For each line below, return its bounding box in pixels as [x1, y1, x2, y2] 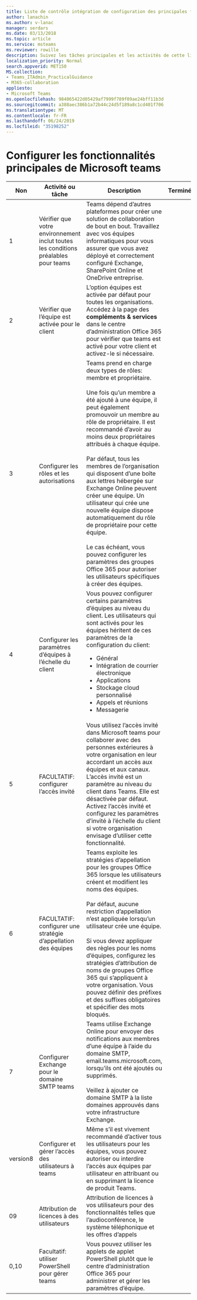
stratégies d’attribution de [86, 959, 157, 967]
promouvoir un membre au [86, 410, 159, 419]
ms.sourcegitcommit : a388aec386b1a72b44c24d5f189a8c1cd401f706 [6, 101, 164, 108]
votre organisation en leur [86, 750, 157, 758]
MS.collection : [6, 69, 43, 75]
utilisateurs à [39, 1162, 74, 1170]
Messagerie [96, 705, 129, 714]
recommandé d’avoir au [86, 425, 151, 433]
